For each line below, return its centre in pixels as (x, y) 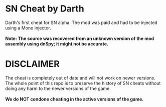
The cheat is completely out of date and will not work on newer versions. (80, 77)
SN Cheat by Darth (45, 9)
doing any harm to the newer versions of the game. (58, 88)
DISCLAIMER (33, 64)
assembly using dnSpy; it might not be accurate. (57, 43)
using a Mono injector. (28, 27)
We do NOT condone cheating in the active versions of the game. (74, 99)
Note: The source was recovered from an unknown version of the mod (80, 38)
